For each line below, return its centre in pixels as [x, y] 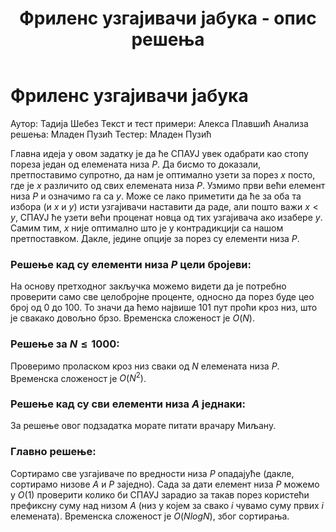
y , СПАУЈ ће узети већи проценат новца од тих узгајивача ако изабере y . [166, 217]
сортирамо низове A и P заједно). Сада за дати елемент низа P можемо [165, 484]
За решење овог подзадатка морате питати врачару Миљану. [143, 426]
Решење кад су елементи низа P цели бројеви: [131, 264]
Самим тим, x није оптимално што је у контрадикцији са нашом [147, 228]
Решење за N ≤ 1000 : [65, 344]
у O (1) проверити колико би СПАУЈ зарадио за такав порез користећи [160, 494]
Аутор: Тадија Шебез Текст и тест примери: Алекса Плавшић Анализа [159, 123]
